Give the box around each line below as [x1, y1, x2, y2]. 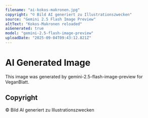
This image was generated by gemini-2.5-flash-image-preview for [5, 73, 143, 79]
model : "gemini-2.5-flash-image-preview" [5, 31, 94, 36]
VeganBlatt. [5, 79, 29, 85]
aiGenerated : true [5, 26, 44, 31]
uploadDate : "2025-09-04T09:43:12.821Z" [5, 36, 92, 41]
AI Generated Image [5, 57, 91, 68]
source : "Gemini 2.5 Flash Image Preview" [5, 17, 96, 22]
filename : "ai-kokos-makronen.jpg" [5, 7, 80, 13]
